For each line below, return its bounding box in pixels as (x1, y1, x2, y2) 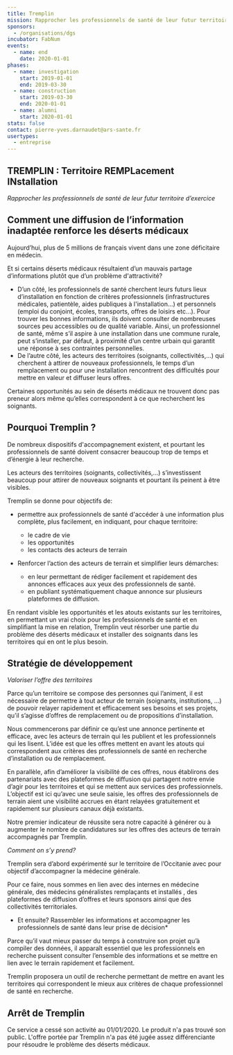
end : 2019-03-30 (19, 81, 67, 88)
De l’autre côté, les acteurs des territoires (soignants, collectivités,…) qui (17, 351, 225, 359)
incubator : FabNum (7, 36, 60, 43)
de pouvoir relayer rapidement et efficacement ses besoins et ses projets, (7, 704, 218, 712)
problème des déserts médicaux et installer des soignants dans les (7, 630, 198, 638)
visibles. (7, 483, 31, 491)
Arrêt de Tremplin (7, 1007, 85, 1019)
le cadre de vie (27, 531, 71, 539)
